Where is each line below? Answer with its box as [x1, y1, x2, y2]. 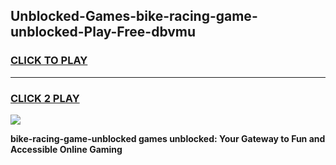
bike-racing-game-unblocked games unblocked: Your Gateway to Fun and [10, 132, 326, 144]
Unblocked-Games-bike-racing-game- [10, 8, 258, 25]
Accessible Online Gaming [10, 143, 123, 155]
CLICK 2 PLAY [10, 91, 80, 105]
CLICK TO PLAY [10, 54, 88, 68]
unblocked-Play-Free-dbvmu [10, 24, 197, 41]
